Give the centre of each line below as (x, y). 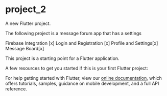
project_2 (26, 9)
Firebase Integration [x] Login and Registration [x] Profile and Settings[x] (82, 43)
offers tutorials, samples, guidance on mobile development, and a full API (82, 83)
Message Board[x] (25, 48)
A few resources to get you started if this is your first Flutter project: (77, 68)
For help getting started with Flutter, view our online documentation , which (84, 78)
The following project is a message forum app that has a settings (74, 33)
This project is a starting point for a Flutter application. (62, 58)
